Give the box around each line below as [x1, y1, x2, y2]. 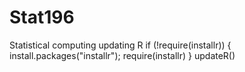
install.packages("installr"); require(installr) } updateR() [9, 49, 236, 61]
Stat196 [9, 6, 75, 29]
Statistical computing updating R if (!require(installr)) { [9, 39, 232, 51]
